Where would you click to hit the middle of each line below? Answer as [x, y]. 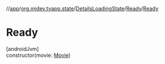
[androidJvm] [23, 49]
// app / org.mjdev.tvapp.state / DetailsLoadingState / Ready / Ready [82, 9]
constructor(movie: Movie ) [38, 55]
